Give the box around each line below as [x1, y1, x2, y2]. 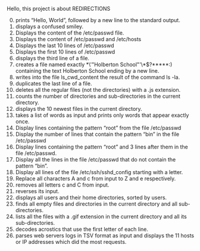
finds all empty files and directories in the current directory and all [15, 200, 178, 207]
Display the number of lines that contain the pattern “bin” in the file [15, 131, 180, 138]
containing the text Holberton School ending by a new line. [15, 67, 160, 74]
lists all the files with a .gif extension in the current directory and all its [15, 213, 187, 220]
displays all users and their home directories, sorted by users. [15, 194, 167, 201]
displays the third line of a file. [15, 55, 90, 61]
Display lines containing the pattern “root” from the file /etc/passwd [15, 125, 182, 131]
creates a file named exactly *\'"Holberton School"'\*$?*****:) [15, 61, 173, 68]
